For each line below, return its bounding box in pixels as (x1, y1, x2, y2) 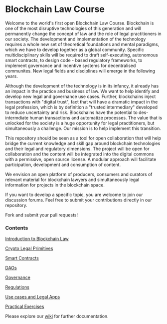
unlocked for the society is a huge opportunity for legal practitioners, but (5, 120, 155, 126)
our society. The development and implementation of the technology (5, 36, 146, 42)
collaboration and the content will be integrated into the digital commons (5, 151, 154, 157)
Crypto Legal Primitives (5, 245, 53, 251)
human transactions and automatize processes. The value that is (29, 114, 163, 120)
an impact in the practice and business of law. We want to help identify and (5, 88, 160, 94)
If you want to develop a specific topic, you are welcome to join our (5, 191, 143, 197)
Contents (5, 224, 28, 231)
